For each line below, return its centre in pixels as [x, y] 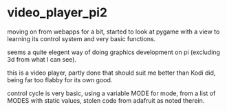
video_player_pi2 [57, 13]
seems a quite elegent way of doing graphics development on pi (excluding [113, 52]
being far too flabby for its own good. [60, 79]
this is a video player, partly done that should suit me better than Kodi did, [111, 73]
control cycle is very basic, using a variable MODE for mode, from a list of [111, 93]
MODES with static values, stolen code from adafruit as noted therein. [106, 100]
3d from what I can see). [42, 59]
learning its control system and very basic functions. [82, 38]
